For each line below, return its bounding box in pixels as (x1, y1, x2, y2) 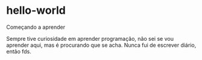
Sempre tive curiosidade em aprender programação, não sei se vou (6, 35, 174, 42)
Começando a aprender (6, 23, 65, 31)
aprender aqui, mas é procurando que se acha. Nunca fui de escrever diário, (6, 41, 197, 49)
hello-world (6, 4, 66, 17)
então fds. (6, 47, 32, 55)
